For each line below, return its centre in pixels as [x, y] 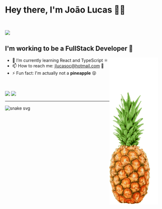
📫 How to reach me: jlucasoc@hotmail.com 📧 [58, 65]
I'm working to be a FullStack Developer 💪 [69, 49]
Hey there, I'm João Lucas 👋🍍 [65, 10]
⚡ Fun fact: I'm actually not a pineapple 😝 [54, 73]
